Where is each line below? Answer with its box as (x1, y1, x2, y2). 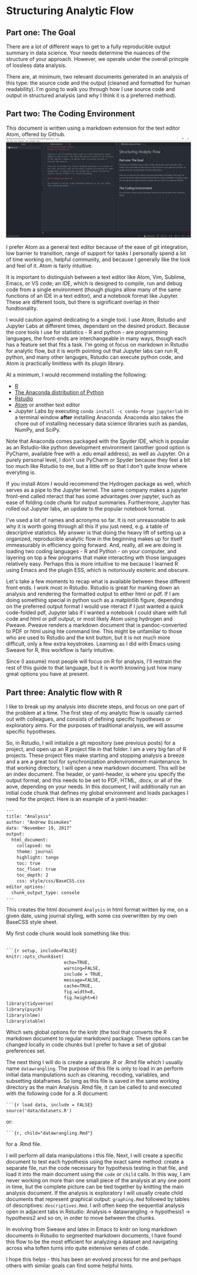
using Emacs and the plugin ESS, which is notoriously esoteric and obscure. (6, 567, 189, 574)
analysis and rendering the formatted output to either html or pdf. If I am (6, 590, 180, 597)
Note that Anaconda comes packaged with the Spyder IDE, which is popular (6, 438, 189, 445)
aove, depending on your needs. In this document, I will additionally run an (6, 783, 186, 790)
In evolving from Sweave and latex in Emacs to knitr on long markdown (6, 1226, 177, 1233)
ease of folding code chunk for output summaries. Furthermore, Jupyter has (6, 499, 191, 506)
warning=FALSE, (63, 965, 101, 971)
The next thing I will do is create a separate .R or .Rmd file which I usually (6, 1059, 183, 1066)
